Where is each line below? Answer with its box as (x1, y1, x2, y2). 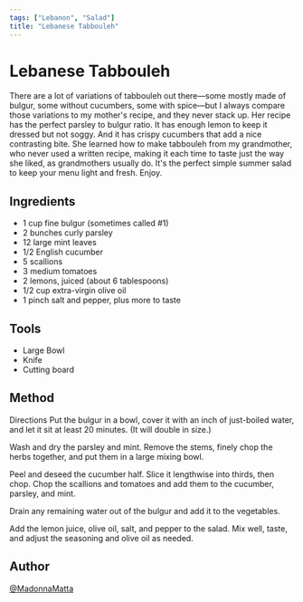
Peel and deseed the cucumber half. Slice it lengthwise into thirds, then (9, 468, 275, 480)
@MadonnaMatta (9, 583, 74, 594)
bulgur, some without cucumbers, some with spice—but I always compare (9, 100, 286, 111)
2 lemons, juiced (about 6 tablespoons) (22, 275, 169, 286)
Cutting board (22, 364, 75, 376)
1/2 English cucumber (22, 246, 104, 258)
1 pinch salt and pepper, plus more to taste (22, 295, 181, 306)
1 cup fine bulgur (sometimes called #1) (22, 218, 169, 229)
